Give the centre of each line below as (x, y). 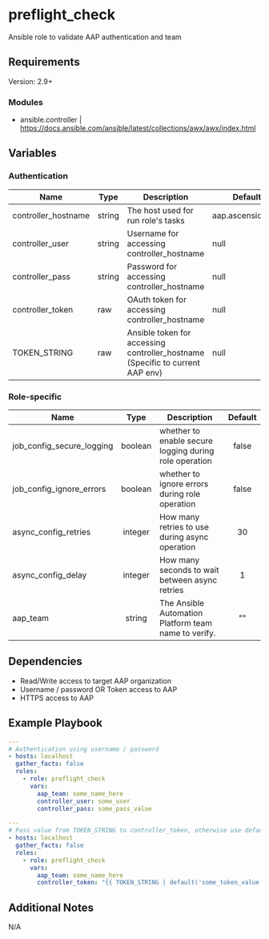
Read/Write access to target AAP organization (96, 681)
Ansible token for (159, 332)
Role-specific (35, 397)
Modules (26, 102)
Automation (181, 613)
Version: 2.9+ (31, 81)
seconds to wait (189, 570)
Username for (153, 233)
